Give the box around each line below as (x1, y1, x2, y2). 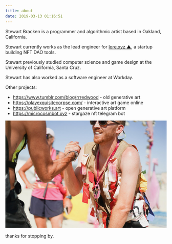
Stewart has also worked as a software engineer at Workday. (5, 74, 134, 80)
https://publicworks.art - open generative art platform (12, 105, 126, 111)
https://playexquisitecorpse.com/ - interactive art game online (12, 100, 144, 106)
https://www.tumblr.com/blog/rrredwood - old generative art (12, 94, 141, 100)
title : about (5, 8, 33, 13)
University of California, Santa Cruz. (5, 64, 81, 70)
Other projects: (5, 84, 37, 90)
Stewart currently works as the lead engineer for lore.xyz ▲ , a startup (5, 43, 153, 50)
